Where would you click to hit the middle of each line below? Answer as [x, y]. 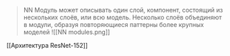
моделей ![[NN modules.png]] [67, 32]
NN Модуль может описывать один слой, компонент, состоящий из [123, 10]
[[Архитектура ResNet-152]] [47, 45]
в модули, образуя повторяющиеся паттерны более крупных [114, 25]
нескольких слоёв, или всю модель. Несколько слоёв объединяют [123, 17]
